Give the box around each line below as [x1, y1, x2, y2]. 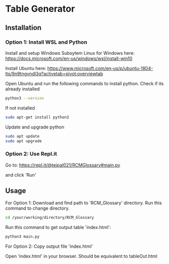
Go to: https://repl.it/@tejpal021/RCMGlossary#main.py [5, 162, 120, 168]
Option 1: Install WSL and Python [5, 39, 87, 46]
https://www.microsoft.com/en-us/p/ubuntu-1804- [47, 65, 153, 71]
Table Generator [5, 3, 75, 15]
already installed [5, 86, 40, 92]
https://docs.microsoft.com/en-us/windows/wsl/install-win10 [5, 55, 133, 61]
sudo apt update [5, 134, 40, 139]
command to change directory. [5, 205, 70, 211]
